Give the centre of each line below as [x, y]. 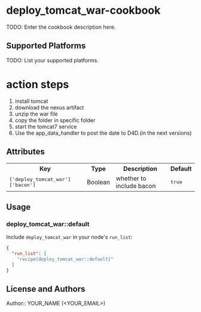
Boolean [98, 182]
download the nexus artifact [49, 107]
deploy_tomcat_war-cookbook [83, 10]
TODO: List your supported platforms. [53, 60]
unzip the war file [36, 114]
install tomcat [31, 101]
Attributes [25, 152]
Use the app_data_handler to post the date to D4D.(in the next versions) [103, 133]
